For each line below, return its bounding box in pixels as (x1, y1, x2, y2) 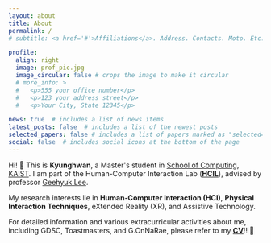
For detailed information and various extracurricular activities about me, (8, 216, 247, 226)
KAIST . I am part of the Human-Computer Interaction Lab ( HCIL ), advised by (8, 168, 262, 178)
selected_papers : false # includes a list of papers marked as (8, 130, 226, 139)
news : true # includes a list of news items (8, 116, 164, 124)
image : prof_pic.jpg (15, 64, 85, 72)
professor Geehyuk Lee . (8, 177, 89, 187)
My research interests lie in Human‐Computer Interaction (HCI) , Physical (8, 192, 254, 202)
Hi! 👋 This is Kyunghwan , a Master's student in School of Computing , (8, 160, 240, 170)
